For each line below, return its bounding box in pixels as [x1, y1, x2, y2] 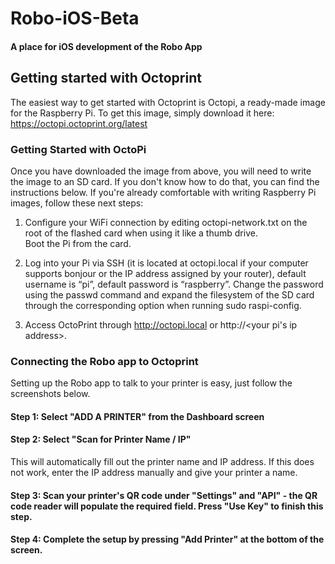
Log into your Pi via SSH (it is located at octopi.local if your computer [24, 257, 309, 269]
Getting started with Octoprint [10, 70, 202, 87]
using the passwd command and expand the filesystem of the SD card [24, 288, 315, 301]
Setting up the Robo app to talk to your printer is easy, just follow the [10, 377, 293, 389]
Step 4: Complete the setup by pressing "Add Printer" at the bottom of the [10, 533, 325, 546]
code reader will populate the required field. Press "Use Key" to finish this [10, 500, 324, 512]
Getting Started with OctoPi [10, 142, 147, 156]
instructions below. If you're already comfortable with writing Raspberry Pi [10, 186, 317, 198]
